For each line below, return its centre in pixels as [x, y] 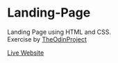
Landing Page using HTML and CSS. [59, 32]
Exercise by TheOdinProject [47, 39]
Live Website [26, 53]
